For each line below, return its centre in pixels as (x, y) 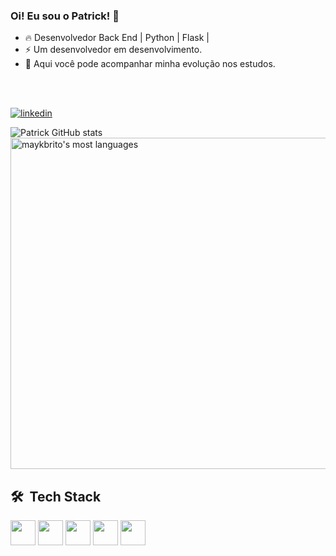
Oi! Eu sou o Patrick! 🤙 (65, 16)
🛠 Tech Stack (56, 496)
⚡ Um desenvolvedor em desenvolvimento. (113, 50)
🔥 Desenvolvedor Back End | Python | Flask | (117, 38)
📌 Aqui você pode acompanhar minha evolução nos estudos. (150, 64)
